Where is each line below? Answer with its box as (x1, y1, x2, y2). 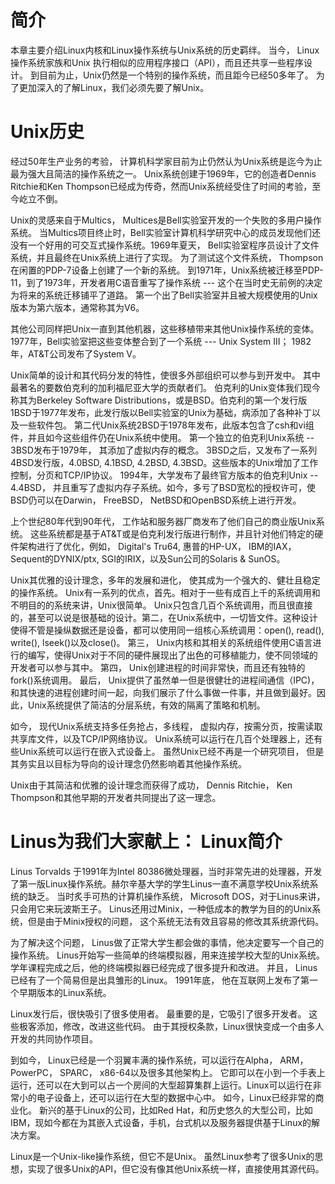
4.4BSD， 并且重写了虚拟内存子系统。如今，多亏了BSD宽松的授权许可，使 (10, 481, 317, 493)
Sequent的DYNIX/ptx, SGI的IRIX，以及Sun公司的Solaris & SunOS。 (10, 552, 286, 565)
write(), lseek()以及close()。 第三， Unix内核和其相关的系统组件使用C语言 (10, 636, 313, 648)
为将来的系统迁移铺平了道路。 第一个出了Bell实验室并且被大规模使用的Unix (10, 289, 318, 301)
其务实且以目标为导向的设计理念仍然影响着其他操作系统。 (10, 757, 247, 770)
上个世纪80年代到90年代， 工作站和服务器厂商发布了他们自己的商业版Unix (10, 515, 317, 527)
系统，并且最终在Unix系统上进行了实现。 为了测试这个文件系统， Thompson (10, 251, 324, 263)
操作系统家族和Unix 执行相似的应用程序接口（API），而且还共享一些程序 (10, 56, 305, 68)
